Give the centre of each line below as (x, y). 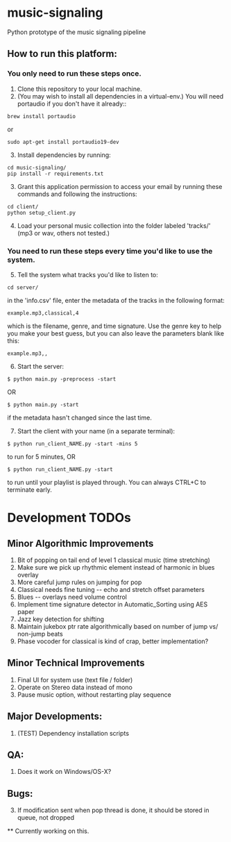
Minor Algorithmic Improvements (80, 543)
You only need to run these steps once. (75, 74)
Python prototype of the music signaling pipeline (77, 32)
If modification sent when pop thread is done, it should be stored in (113, 810)
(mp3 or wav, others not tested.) (63, 233)
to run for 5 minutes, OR (42, 456)
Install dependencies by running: (64, 155)
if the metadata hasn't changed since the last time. (80, 418)
